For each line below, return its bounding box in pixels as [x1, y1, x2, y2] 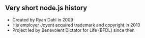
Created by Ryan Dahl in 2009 [12, 17, 74, 22]
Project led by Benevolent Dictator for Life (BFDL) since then [12, 27, 135, 33]
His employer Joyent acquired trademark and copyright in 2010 [12, 22, 141, 28]
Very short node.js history [5, 4, 87, 12]
